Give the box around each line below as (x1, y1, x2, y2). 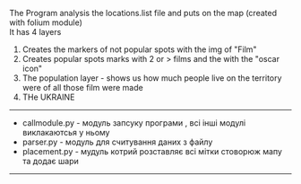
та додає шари (21, 156, 79, 166)
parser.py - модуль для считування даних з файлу (21, 136, 213, 147)
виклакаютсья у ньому (21, 127, 110, 137)
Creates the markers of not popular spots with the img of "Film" (21, 44, 257, 55)
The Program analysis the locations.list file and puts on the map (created (9, 8, 278, 18)
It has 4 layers (9, 27, 62, 37)
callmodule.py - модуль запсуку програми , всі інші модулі (21, 118, 246, 128)
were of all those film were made (21, 83, 143, 92)
